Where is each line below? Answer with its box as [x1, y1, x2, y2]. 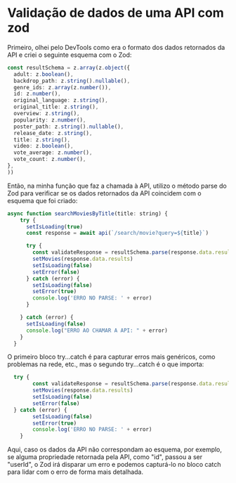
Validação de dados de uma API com [7, 5, 224, 21]
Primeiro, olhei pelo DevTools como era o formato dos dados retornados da [7, 43, 225, 51]
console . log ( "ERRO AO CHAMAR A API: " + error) [25, 327, 169, 334]
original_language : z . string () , [13, 97, 109, 104]
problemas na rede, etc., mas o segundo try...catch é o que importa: [7, 360, 204, 368]
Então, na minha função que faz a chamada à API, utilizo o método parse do [7, 181, 227, 190]
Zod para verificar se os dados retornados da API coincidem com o [7, 188, 202, 198]
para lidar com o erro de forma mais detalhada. [7, 468, 144, 476]
